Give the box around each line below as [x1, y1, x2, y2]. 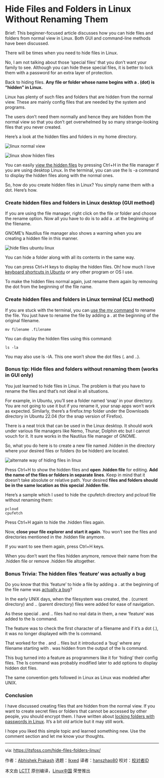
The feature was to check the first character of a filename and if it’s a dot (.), [5, 625, 159, 631]
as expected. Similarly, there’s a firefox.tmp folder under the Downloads [5, 408, 149, 414]
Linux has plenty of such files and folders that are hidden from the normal [5, 94, 153, 100]
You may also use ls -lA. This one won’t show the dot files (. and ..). [5, 354, 141, 359]
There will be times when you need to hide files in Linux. [5, 50, 118, 56]
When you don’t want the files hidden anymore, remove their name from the [5, 553, 158, 558]
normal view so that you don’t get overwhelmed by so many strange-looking [5, 119, 159, 125]
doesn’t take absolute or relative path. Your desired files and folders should [5, 477, 158, 483]
